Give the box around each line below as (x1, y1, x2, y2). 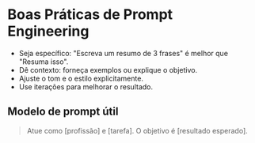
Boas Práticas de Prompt (7, 6, 173, 24)
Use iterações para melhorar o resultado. (18, 81, 154, 92)
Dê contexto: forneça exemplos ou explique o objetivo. (18, 65, 198, 74)
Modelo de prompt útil (7, 105, 119, 119)
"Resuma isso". (18, 57, 69, 66)
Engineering (7, 22, 89, 40)
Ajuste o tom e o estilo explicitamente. (18, 73, 144, 83)
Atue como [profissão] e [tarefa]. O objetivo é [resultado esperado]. (26, 126, 249, 135)
